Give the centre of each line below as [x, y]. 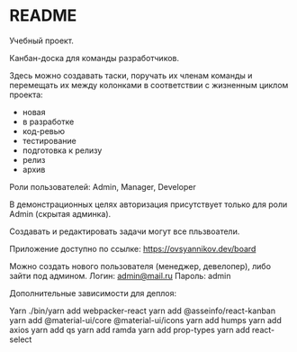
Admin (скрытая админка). [60, 213]
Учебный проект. [42, 41]
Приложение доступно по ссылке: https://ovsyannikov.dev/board [133, 248]
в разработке [48, 122]
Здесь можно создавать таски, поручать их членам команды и [131, 75]
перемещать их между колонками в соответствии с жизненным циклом [149, 85]
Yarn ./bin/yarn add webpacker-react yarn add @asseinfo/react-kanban [143, 311]
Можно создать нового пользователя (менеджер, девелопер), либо [140, 266]
